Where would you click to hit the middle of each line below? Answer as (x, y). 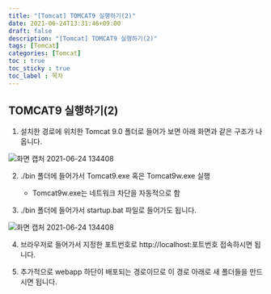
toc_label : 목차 (36, 76)
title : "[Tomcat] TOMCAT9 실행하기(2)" (72, 16)
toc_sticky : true (39, 69)
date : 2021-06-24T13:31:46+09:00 (65, 23)
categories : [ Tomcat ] (45, 53)
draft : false (30, 31)
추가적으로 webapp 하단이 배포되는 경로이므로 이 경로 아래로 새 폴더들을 (134, 272)
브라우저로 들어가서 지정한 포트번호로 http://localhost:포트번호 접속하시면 (136, 245)
